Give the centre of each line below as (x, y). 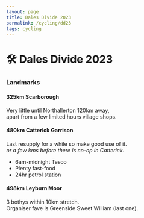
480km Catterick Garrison (40, 131)
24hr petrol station (38, 175)
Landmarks (23, 83)
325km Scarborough (33, 96)
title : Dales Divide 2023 (39, 17)
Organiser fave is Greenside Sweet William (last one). (72, 208)
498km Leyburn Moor (34, 188)
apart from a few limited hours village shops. (61, 117)
